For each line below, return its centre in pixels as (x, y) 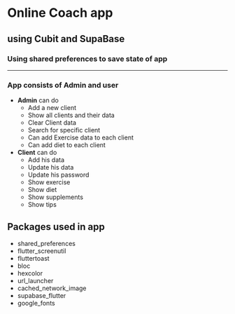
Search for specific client (64, 130)
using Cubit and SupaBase (66, 39)
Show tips (42, 205)
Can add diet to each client (67, 145)
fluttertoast (34, 258)
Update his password (58, 175)
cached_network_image (52, 288)
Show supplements (56, 197)
